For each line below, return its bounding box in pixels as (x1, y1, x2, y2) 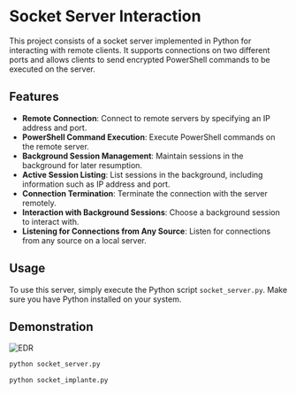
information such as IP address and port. (21, 179, 171, 189)
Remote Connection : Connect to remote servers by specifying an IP (21, 112, 271, 123)
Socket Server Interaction (9, 6, 201, 27)
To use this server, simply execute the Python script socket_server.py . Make (9, 284, 288, 295)
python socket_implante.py (9, 376, 109, 385)
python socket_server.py (9, 360, 101, 369)
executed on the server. (9, 64, 95, 74)
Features (9, 89, 59, 104)
